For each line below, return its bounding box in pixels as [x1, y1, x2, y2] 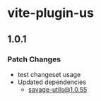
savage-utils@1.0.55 [28, 85, 88, 93]
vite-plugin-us [7, 5, 94, 21]
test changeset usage [17, 70, 81, 78]
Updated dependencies [17, 78, 87, 86]
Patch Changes [7, 54, 61, 64]
